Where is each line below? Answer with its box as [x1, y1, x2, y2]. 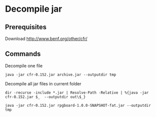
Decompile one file [5, 62, 43, 69]
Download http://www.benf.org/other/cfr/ [5, 36, 87, 41]
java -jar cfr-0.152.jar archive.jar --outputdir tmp [5, 72, 117, 77]
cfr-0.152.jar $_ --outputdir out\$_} [5, 94, 86, 99]
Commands [5, 50, 41, 58]
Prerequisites [5, 23, 47, 31]
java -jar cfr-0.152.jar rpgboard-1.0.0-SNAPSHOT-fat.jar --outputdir [5, 103, 151, 108]
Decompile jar [5, 3, 62, 15]
